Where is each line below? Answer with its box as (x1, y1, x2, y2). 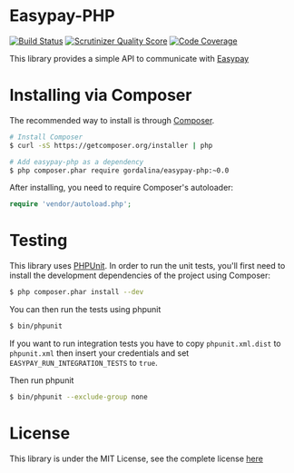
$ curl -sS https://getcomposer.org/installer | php (9, 141, 213, 150)
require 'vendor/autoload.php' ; (9, 200, 132, 209)
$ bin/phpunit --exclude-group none (9, 392, 148, 401)
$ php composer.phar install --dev (9, 288, 144, 297)
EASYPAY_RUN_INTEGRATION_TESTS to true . (9, 357, 159, 368)
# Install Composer (9, 133, 83, 142)
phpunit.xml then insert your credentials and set (9, 347, 190, 359)
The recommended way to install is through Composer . (9, 114, 215, 125)
